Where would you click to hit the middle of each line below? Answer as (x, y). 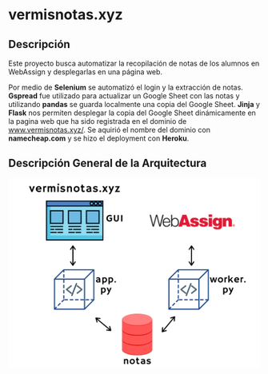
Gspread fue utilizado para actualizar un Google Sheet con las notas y (124, 96)
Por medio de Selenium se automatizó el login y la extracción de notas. (126, 87)
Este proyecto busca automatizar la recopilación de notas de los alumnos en (134, 63)
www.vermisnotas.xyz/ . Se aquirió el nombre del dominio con (109, 130)
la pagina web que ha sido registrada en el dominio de (98, 121)
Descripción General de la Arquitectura (108, 163)
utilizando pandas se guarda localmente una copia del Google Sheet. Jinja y (134, 104)
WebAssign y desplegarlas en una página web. (85, 72)
